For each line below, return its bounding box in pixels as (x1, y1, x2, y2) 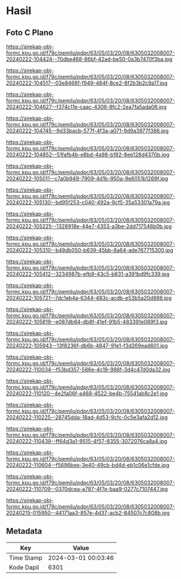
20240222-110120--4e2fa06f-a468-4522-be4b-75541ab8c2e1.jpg (6, 390, 168, 397)
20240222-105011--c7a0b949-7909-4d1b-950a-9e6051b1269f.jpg (6, 175, 169, 182)
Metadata (6, 526, 42, 536)
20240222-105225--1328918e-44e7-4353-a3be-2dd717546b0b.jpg (6, 223, 172, 230)
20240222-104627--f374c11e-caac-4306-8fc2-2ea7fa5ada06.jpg (6, 103, 167, 110)
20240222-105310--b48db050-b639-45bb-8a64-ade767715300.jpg (6, 247, 173, 253)
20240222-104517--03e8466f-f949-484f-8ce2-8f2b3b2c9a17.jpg (6, 79, 167, 86)
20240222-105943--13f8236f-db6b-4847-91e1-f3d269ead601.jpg (6, 342, 168, 349)
